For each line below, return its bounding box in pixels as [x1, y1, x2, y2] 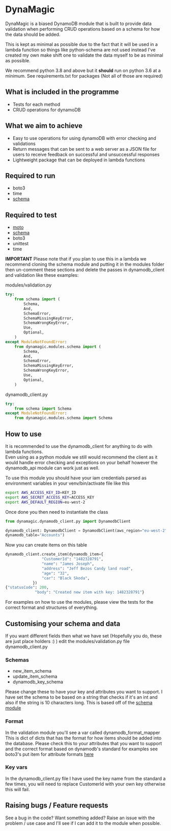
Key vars [5, 764, 28, 771]
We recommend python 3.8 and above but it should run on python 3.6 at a [5, 67, 161, 74]
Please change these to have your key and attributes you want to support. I [5, 688, 163, 695]
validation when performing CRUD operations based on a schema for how [5, 26, 160, 32]
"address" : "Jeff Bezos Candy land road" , [41, 566, 133, 571]
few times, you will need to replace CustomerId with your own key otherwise [5, 780, 165, 787]
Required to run [5, 171, 55, 180]
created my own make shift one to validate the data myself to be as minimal [5, 52, 164, 58]
